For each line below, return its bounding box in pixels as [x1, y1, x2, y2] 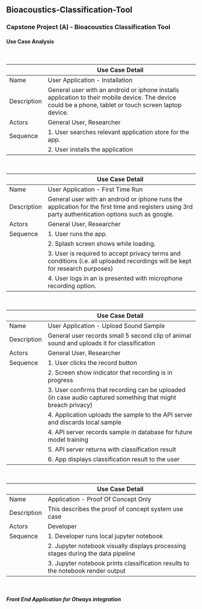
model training [47, 435, 89, 444]
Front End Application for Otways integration [6, 596, 121, 603]
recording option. [47, 282, 97, 290]
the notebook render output [47, 566, 126, 575]
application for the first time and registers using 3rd [47, 202, 193, 210]
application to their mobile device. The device [47, 93, 176, 101]
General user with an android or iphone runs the [47, 195, 183, 203]
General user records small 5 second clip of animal [47, 331, 191, 339]
